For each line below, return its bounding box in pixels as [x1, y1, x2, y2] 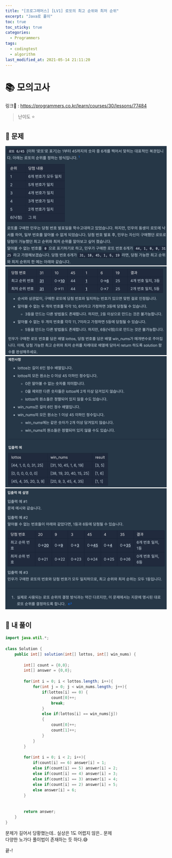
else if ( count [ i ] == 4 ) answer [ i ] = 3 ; [32, 771, 118, 777]
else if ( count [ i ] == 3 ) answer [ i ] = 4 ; [32, 776, 118, 782]
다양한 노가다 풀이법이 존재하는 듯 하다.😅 [5, 836, 88, 843]
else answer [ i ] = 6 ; [32, 787, 77, 793]
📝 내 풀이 [5, 621, 32, 629]
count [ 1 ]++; [51, 728, 77, 733]
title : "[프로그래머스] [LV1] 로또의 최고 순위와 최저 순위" [5, 8, 119, 13]
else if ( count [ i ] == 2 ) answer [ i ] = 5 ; [32, 782, 118, 787]
